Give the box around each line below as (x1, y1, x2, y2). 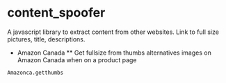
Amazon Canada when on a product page (17, 55, 137, 64)
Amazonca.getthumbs (7, 69, 64, 76)
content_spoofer (7, 5, 106, 21)
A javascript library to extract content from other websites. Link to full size (7, 28, 219, 36)
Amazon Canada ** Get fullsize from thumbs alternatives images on (17, 48, 212, 57)
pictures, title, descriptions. (7, 35, 86, 43)
